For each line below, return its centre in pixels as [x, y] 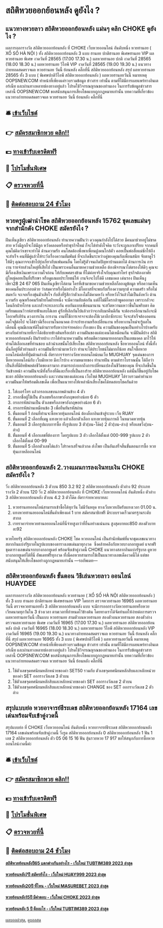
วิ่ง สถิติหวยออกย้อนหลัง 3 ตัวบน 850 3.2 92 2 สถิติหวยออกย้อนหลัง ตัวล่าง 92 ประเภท [78, 486]
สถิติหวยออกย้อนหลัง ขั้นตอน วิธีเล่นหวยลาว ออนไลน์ [68, 576]
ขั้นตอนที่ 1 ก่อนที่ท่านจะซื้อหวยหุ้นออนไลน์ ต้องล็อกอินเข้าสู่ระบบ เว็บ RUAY [73, 414]
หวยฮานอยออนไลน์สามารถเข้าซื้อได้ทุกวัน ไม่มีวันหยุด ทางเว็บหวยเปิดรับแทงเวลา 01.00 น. [84, 507]
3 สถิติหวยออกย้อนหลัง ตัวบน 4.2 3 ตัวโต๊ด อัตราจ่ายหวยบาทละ [57, 497]
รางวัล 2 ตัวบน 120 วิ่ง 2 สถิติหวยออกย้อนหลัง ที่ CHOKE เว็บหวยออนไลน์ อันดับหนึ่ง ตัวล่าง [81, 492]
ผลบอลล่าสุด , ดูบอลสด [23, 920]
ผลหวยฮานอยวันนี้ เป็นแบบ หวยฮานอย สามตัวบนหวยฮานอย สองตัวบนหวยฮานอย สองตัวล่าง [79, 617]
